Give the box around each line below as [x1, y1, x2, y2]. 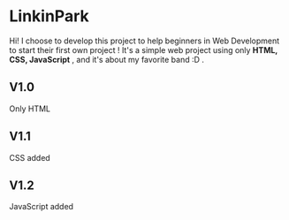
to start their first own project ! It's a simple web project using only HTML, [9, 44, 278, 55]
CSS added [9, 152, 50, 163]
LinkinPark [9, 6, 90, 27]
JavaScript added [9, 201, 73, 212]
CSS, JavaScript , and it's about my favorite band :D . [9, 54, 205, 64]
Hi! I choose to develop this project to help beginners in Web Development [9, 35, 280, 46]
